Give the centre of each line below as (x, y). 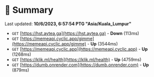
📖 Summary (29, 10)
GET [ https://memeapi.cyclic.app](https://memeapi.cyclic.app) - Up (80, 49)
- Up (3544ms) (103, 43)
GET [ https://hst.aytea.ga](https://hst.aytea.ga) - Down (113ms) (76, 33)
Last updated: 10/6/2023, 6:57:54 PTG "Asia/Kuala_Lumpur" (68, 24)
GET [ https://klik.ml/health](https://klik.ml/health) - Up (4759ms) (77, 59)
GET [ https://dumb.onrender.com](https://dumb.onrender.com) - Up (80, 65)
